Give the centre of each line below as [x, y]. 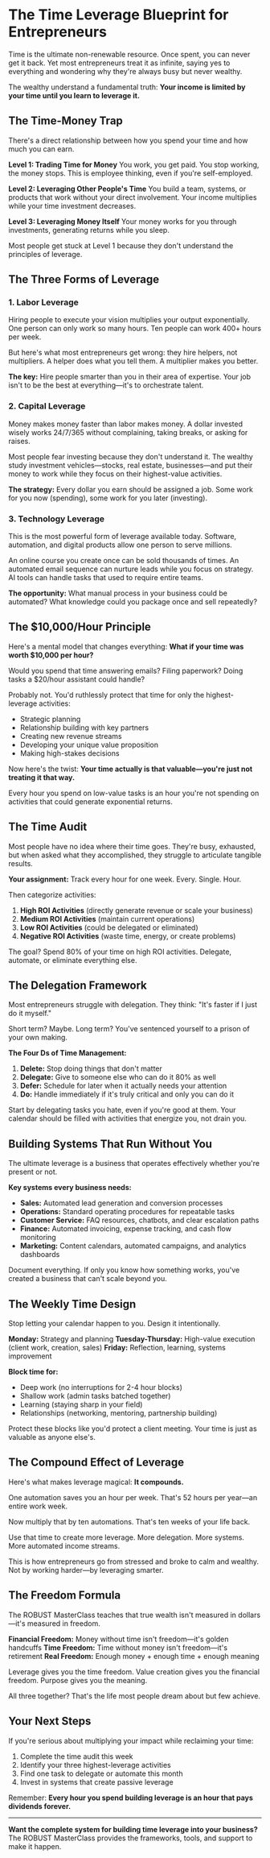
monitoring [38, 1238]
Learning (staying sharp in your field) [81, 1404]
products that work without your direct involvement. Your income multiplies [133, 197]
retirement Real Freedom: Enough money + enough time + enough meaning [134, 1656]
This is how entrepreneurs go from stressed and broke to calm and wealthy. [134, 1561]
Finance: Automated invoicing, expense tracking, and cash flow [125, 1229]
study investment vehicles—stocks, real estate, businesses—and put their [131, 465]
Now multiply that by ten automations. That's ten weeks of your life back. [129, 1521]
